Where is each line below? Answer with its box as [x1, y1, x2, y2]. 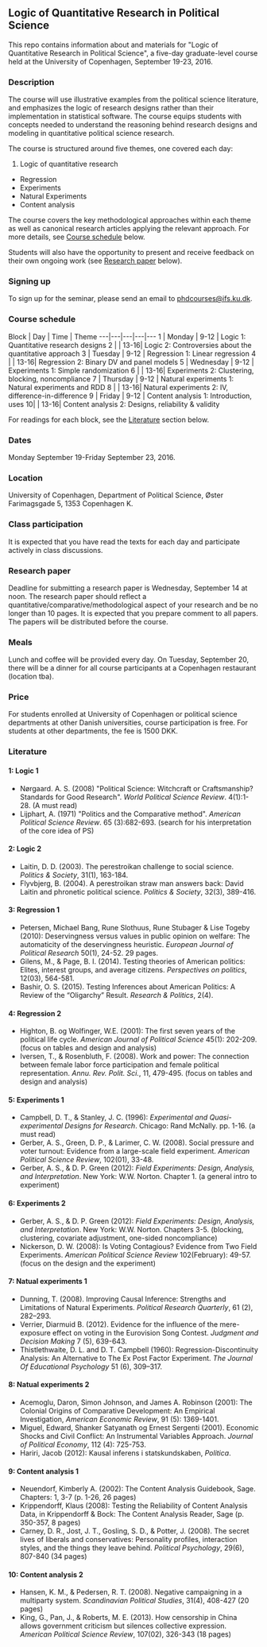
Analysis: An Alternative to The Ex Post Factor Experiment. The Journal [19, 1353, 253, 1363]
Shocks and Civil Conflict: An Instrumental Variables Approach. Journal [19, 1432, 253, 1441]
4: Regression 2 [8, 1008, 62, 1018]
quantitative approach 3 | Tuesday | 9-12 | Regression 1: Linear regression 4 [8, 349, 257, 358]
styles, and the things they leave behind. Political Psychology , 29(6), [19, 1543, 245, 1552]
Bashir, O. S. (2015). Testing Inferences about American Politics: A [19, 982, 236, 992]
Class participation [8, 519, 83, 530]
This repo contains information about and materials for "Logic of [8, 40, 219, 49]
